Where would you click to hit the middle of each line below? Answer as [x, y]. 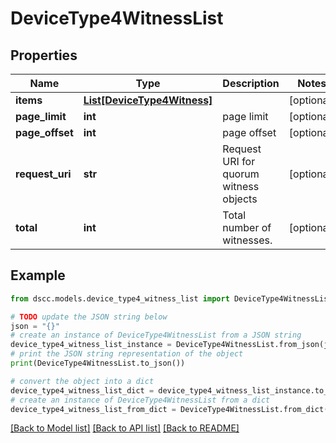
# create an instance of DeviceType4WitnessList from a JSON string [156, 335]
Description [251, 83]
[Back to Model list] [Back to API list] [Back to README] [125, 428]
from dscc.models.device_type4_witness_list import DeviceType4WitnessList [171, 298]
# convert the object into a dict [82, 381]
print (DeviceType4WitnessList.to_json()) [98, 363]
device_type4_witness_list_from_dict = [93, 409]
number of [247, 227]
